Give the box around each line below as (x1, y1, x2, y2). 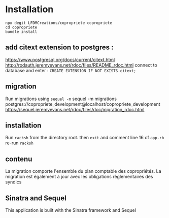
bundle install (5, 29, 38, 34)
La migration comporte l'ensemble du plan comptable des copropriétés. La (5, 168, 161, 174)
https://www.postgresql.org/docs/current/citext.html (5, 56, 115, 63)
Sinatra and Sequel (5, 194, 67, 202)
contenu (5, 154, 32, 163)
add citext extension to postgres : (5, 43, 114, 52)
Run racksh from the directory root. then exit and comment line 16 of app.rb (5, 135, 164, 141)
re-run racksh (5, 140, 34, 146)
